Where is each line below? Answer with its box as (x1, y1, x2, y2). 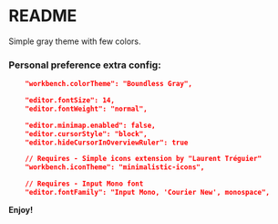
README (8, 5, 77, 27)
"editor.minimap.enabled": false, (25, 121, 156, 130)
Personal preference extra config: (8, 59, 161, 71)
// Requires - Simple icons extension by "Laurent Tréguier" (25, 155, 263, 164)
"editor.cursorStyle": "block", (25, 129, 148, 138)
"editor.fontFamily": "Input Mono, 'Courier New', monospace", (25, 188, 271, 197)
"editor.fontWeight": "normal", (25, 104, 148, 113)
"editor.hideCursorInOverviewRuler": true (25, 138, 189, 147)
